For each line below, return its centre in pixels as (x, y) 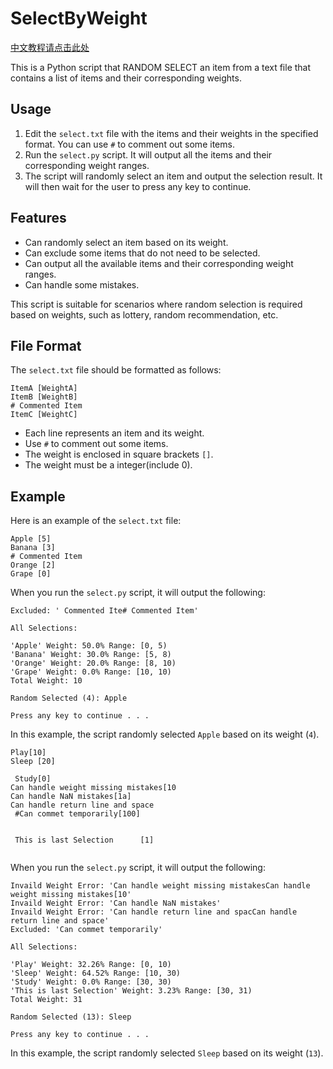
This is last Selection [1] (84, 840)
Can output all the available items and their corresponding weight (159, 263)
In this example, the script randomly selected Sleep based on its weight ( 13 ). (167, 1053)
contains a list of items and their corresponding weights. (126, 78)
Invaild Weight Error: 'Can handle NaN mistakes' (116, 903)
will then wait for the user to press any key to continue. (138, 186)
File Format (46, 345)
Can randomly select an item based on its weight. (126, 242)
